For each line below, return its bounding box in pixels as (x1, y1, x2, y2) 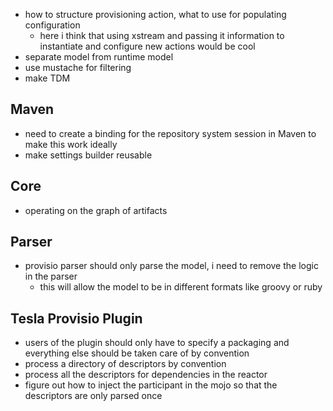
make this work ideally (24, 138, 118, 150)
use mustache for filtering (24, 62, 132, 73)
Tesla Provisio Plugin (10, 310, 143, 327)
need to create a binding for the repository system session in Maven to (24, 127, 317, 139)
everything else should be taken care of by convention (24, 347, 250, 359)
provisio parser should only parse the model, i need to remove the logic (24, 260, 319, 272)
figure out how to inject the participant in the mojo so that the (24, 379, 278, 391)
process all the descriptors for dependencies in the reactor (24, 369, 268, 381)
